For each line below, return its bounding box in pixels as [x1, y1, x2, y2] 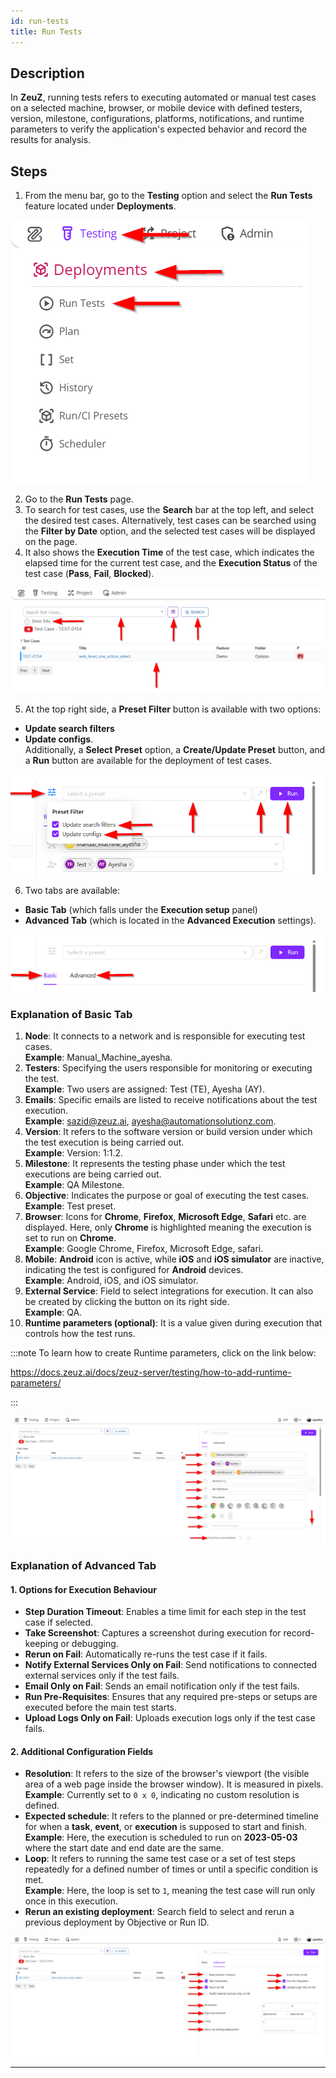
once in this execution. [24, 1895, 119, 1907]
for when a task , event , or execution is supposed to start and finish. [24, 1821, 307, 1833]
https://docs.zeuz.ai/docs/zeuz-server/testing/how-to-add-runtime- [10, 1366, 292, 1379]
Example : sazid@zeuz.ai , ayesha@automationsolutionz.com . [24, 1115, 277, 1127]
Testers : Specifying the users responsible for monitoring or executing [24, 1062, 313, 1074]
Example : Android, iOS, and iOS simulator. [24, 1275, 199, 1287]
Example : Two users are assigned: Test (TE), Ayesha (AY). [24, 1083, 265, 1095]
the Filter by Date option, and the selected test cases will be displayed [24, 525, 316, 537]
